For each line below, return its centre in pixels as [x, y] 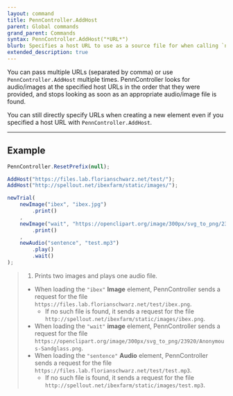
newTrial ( [21, 198]
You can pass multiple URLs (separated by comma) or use [90, 72]
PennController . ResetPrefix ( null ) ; [59, 166]
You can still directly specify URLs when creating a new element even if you [115, 114]
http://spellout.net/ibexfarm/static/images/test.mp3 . [125, 385]
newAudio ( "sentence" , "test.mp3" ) [69, 243]
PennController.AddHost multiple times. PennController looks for [99, 79]
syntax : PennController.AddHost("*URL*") [68, 40]
